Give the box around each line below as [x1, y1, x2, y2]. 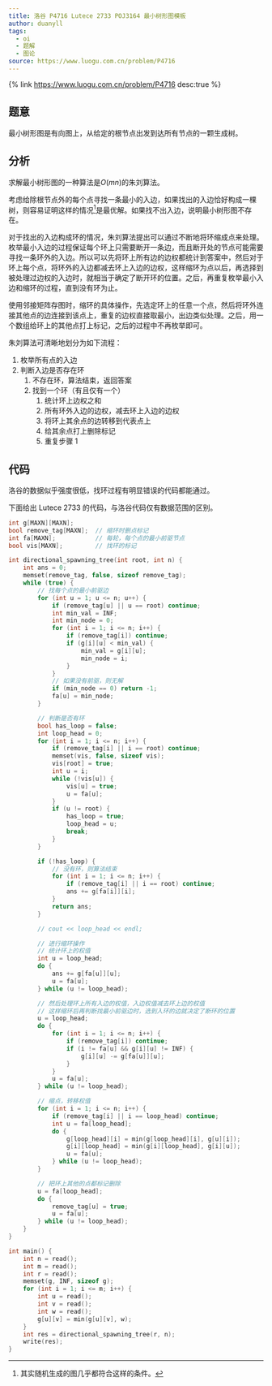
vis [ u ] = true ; [66, 782, 117, 790]
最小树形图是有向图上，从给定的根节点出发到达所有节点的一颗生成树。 [8, 127, 243, 138]
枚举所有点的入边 [19, 355, 78, 365]
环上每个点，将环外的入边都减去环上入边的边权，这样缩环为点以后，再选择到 [8, 263, 264, 273]
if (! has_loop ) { [37, 857, 96, 866]
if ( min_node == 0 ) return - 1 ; [51, 684, 158, 693]
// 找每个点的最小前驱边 [37, 586, 109, 594]
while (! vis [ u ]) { [51, 775, 114, 783]
